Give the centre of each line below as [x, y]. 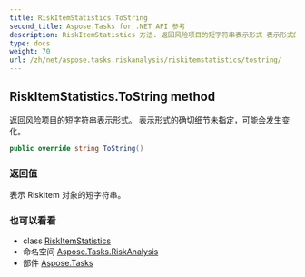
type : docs [30, 43]
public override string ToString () [77, 148]
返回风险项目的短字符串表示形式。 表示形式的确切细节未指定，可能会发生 [146, 120]
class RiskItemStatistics [67, 241]
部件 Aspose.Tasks [58, 263]
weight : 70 [30, 52]
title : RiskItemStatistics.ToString [79, 18]
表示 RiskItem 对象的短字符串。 [68, 194]
